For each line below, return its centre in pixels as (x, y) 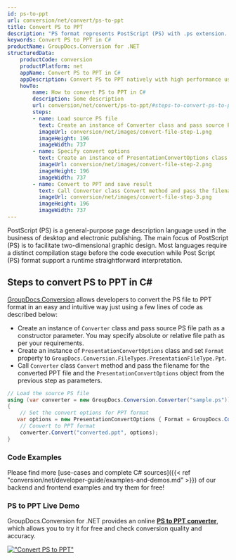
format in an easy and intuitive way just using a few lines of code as (105, 306)
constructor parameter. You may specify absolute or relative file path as (121, 335)
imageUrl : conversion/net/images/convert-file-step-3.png (125, 197)
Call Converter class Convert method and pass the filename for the (113, 365)
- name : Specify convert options (81, 151)
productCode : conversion (56, 60)
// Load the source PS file (48, 393)
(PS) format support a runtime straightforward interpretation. (95, 260)
